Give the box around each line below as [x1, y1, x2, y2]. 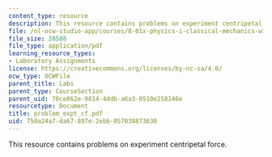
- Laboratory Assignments [8, 57, 96, 66]
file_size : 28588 [8, 34, 67, 43]
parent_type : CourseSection [8, 87, 104, 95]
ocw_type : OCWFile [8, 72, 70, 80]
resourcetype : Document [8, 102, 89, 110]
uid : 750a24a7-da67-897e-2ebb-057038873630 [8, 117, 158, 125]
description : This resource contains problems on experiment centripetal [8, 19, 263, 28]
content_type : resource [8, 11, 89, 20]
